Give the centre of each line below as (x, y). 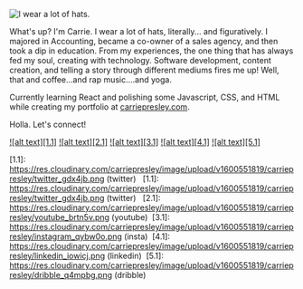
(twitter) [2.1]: (133, 198)
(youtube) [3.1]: (141, 217)
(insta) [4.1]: (147, 236)
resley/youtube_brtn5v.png (60, 217)
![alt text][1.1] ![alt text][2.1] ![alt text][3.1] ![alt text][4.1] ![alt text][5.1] (135, 142)
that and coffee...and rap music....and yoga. (90, 80)
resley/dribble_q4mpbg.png (61, 275)
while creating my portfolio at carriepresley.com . (99, 107)
